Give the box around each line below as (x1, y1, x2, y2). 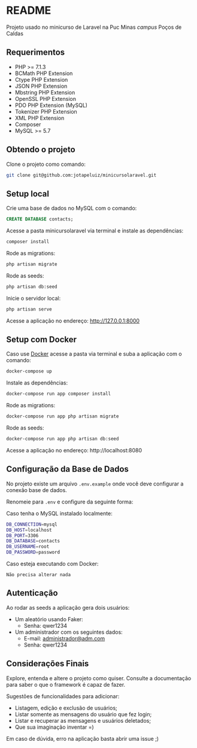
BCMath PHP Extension (14, 70, 73, 77)
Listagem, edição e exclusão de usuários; (14, 704, 118, 711)
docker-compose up (6, 368, 52, 374)
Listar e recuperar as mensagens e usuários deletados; (14, 717, 151, 724)
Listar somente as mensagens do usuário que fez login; (14, 710, 152, 718)
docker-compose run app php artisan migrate (6, 413, 119, 419)
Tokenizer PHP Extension (14, 108, 78, 115)
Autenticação (6, 588, 58, 598)
